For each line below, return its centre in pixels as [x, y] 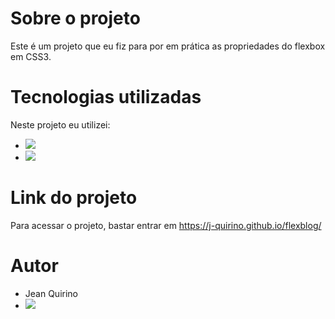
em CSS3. [31, 56]
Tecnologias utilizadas [106, 97]
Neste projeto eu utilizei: [60, 124]
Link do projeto [74, 198]
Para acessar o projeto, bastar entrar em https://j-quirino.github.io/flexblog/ [166, 225]
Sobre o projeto [75, 18]
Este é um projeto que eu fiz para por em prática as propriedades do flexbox [168, 46]
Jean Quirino [51, 293]
